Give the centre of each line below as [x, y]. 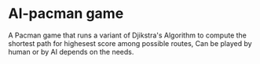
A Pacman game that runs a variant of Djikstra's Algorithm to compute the [128, 35]
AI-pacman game [66, 14]
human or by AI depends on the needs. [71, 52]
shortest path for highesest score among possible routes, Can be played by [130, 43]
